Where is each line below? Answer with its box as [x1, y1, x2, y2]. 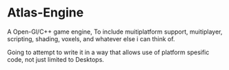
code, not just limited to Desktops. [7, 55, 105, 63]
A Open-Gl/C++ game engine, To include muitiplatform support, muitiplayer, [7, 27, 223, 36]
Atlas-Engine [7, 5, 84, 21]
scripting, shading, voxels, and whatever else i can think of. [7, 34, 175, 43]
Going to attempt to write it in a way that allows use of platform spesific [7, 48, 210, 56]
